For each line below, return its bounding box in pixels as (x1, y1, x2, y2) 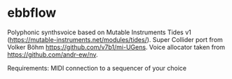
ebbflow (7, 5, 57, 21)
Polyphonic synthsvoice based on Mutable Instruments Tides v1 (7, 28, 191, 36)
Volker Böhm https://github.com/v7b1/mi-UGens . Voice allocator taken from (7, 43, 226, 51)
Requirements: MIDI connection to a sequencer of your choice (7, 64, 187, 72)
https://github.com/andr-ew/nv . (7, 50, 98, 59)
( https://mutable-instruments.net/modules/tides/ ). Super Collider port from (7, 35, 223, 43)
